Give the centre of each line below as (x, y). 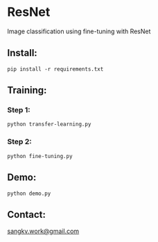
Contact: (27, 215)
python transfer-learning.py (49, 124)
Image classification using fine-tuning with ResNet (79, 31)
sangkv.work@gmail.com (43, 231)
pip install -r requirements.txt (55, 69)
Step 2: (20, 141)
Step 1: (19, 110)
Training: (27, 90)
